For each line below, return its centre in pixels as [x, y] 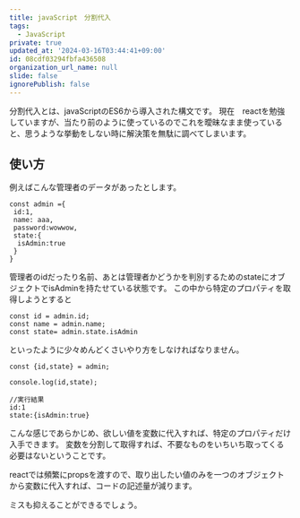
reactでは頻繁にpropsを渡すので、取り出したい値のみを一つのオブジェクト [147, 475]
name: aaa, [33, 220]
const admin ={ [38, 204]
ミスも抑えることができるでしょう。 [76, 505]
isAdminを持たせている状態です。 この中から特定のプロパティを [166, 289]
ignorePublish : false [50, 84]
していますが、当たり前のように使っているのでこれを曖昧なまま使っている [146, 122]
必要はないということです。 [60, 456]
